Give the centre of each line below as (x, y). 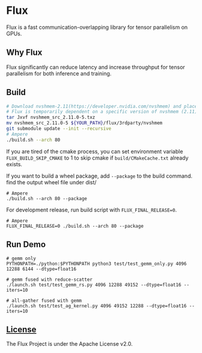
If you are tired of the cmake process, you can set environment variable (95, 151)
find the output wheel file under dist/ (51, 182)
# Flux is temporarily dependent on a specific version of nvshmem (93, 112)
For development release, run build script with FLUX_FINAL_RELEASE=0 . (92, 210)
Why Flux (24, 53)
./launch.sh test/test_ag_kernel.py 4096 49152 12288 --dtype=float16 (96, 306)
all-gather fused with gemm (47, 301)
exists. (14, 164)
